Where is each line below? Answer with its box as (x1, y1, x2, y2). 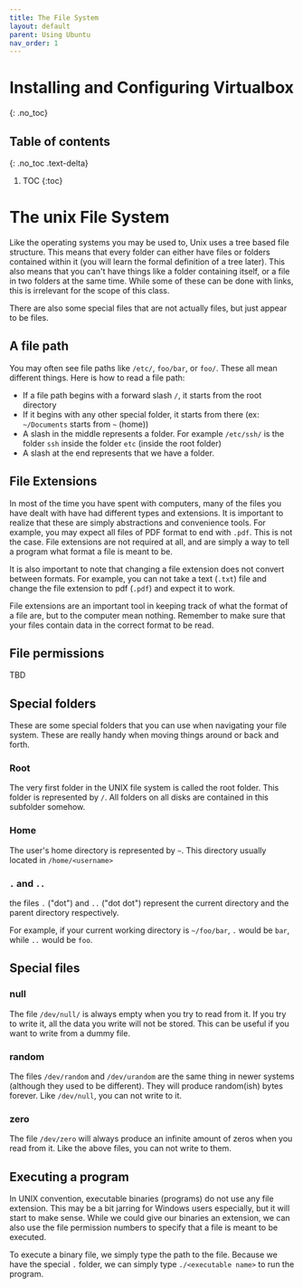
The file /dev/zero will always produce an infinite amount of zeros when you (9, 1133, 293, 1144)
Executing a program (9, 1169, 129, 1185)
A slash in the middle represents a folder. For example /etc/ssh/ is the (22, 428, 285, 439)
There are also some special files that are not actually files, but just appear (9, 303, 288, 313)
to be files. (9, 312, 49, 322)
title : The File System (9, 13, 99, 23)
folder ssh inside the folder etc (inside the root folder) (22, 437, 222, 448)
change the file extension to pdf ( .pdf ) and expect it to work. (9, 582, 235, 593)
